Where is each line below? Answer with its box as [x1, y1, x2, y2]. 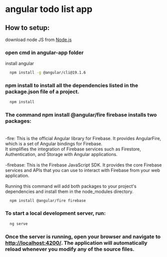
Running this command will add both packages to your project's [5, 183, 136, 189]
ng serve [9, 221, 28, 226]
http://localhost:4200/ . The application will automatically [5, 239, 147, 246]
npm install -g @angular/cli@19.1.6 [9, 70, 86, 75]
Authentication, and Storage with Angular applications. [5, 151, 117, 157]
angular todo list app [5, 3, 92, 15]
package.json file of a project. [5, 88, 79, 95]
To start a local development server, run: [5, 210, 106, 217]
